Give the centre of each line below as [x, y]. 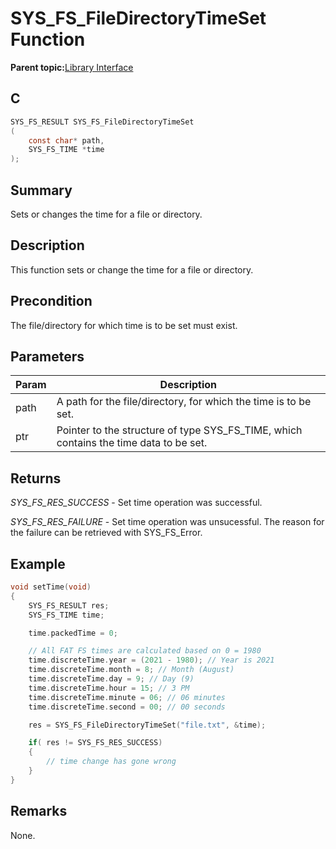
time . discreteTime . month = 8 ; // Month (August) [131, 670]
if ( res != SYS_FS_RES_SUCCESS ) [95, 743]
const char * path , [66, 140]
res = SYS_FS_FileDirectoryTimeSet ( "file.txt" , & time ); [147, 725]
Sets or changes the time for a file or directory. [106, 214]
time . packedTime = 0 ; [73, 633]
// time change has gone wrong [111, 762]
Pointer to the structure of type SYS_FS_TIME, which [179, 430]
